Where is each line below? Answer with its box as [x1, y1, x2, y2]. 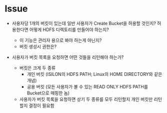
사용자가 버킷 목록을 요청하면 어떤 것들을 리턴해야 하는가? [11, 54, 124, 60]
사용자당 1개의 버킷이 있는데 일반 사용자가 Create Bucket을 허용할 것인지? [11, 20, 156, 26]
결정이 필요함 [28, 102, 54, 108]
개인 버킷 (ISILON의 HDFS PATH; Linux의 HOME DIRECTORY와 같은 [26, 71, 162, 77]
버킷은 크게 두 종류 [19, 65, 56, 71]
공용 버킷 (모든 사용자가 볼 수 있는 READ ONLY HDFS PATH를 [26, 83, 148, 89]
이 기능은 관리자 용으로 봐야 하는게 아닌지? [19, 37, 102, 43]
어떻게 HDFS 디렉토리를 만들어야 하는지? [29, 26, 109, 33]
